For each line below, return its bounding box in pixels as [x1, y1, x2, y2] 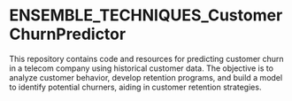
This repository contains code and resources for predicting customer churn [9, 53, 285, 64]
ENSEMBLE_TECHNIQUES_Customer [9, 5, 283, 26]
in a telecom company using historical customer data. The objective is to [9, 63, 274, 74]
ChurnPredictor [9, 24, 127, 44]
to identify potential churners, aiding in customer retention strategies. [9, 82, 262, 92]
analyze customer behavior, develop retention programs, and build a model [9, 72, 283, 82]
